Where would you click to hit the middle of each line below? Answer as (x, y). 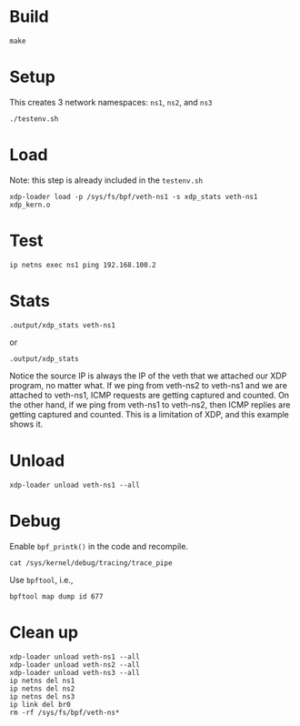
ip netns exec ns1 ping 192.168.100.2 (83, 265)
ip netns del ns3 (42, 696)
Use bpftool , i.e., (41, 580)
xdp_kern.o (30, 205)
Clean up (44, 632)
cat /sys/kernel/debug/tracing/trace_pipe (91, 563)
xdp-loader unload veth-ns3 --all (75, 672)
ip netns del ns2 (42, 689)
